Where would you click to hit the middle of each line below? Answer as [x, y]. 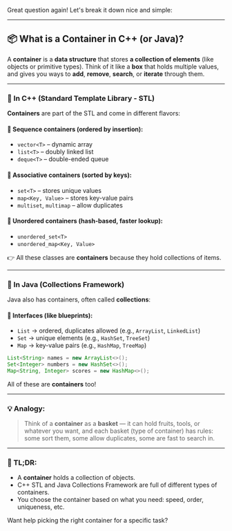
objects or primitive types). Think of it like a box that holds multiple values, [113, 66]
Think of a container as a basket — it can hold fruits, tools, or [112, 424]
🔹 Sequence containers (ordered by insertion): [75, 129]
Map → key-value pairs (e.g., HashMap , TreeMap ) [82, 346]
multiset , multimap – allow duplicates [70, 205]
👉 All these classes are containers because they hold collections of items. [114, 257]
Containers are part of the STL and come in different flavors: [94, 113]
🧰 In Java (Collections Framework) [66, 284]
